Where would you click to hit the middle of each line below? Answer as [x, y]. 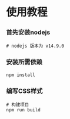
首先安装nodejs [28, 32]
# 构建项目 [18, 105]
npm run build [24, 110]
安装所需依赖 [24, 62]
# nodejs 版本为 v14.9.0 [35, 46]
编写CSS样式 [24, 91]
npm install [21, 75]
